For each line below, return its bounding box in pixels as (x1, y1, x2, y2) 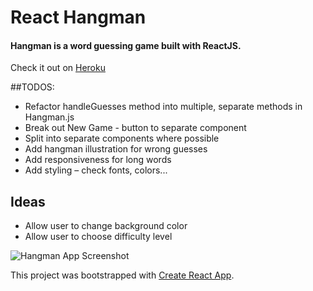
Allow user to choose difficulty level (24, 231, 173, 243)
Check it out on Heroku (10, 62, 106, 74)
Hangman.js (24, 111, 75, 123)
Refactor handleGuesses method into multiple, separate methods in (24, 101, 303, 113)
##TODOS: (10, 81, 55, 93)
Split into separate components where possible (24, 132, 220, 145)
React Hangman (10, 6, 147, 29)
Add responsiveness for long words (24, 154, 172, 166)
